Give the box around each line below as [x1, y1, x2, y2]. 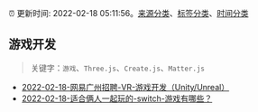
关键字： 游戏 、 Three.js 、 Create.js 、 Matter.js [30, 62, 205, 73]
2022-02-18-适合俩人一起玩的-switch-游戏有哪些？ [21, 93, 213, 104]
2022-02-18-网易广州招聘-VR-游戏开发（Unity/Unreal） [21, 81, 230, 92]
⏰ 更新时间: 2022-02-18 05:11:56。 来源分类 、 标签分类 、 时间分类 [8, 8, 249, 18]
